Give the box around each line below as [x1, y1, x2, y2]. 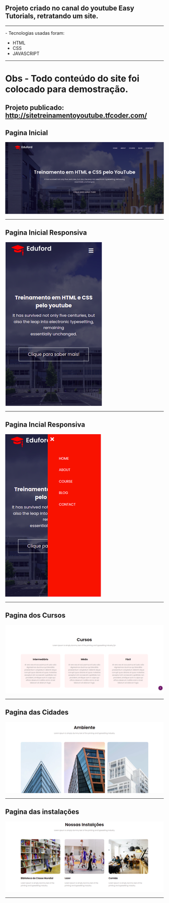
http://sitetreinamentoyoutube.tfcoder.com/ [5, 111, 147, 120]
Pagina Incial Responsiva [5, 421, 86, 429]
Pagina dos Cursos [5, 611, 66, 620]
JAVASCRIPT [12, 50, 40, 56]
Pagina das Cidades [5, 708, 69, 717]
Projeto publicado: [5, 103, 64, 112]
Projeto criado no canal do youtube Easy [5, 4, 134, 13]
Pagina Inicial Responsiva [5, 229, 87, 237]
